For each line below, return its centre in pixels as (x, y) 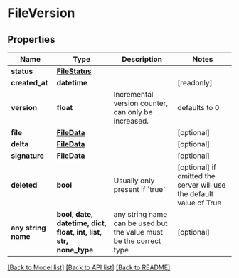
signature (28, 156)
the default (196, 194)
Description (142, 59)
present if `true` (139, 189)
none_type (75, 250)
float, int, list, (79, 232)
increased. (131, 121)
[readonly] (195, 83)
